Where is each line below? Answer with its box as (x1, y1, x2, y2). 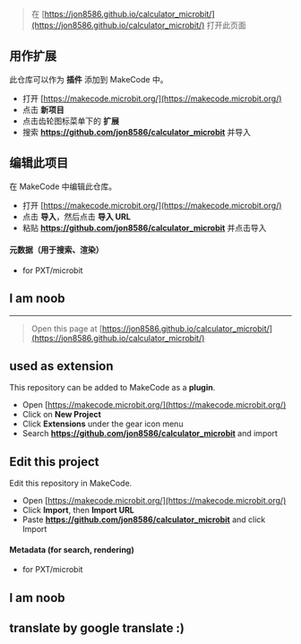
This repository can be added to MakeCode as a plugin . (9, 382, 216, 393)
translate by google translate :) (9, 621, 185, 636)
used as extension (9, 358, 114, 374)
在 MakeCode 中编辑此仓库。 (9, 181, 117, 192)
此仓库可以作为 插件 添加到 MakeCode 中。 (9, 73, 168, 84)
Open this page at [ (30, 322, 103, 334)
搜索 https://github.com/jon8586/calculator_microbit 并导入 (21, 126, 252, 137)
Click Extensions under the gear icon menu (21, 418, 184, 429)
